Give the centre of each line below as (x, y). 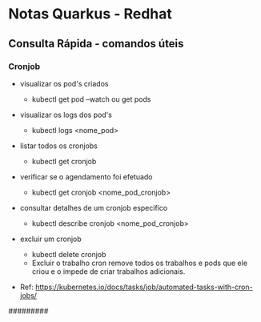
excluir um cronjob (50, 239)
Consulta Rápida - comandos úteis (96, 44)
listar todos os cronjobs (58, 146)
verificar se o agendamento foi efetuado (86, 176)
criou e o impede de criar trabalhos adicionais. (108, 271)
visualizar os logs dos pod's (66, 115)
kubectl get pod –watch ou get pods (91, 99)
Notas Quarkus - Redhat (90, 14)
